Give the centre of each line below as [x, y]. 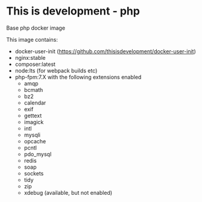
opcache [35, 141]
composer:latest [35, 64]
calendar [35, 103]
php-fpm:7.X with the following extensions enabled [78, 77]
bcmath [33, 90]
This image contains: [32, 39]
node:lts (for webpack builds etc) [56, 70]
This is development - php [73, 11]
